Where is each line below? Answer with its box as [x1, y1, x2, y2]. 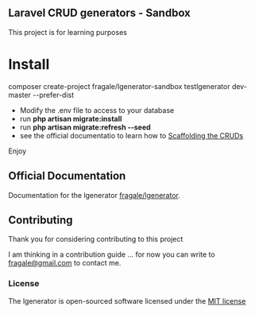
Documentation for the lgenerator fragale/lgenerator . [8, 190, 180, 200]
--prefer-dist [33, 90, 75, 99]
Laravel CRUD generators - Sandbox [8, 6, 191, 20]
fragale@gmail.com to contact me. [8, 258, 122, 268]
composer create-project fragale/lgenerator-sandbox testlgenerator [8, 81, 230, 91]
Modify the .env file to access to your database [19, 105, 175, 114]
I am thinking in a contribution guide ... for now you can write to [8, 250, 216, 259]
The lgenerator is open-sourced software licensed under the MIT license [8, 296, 246, 305]
